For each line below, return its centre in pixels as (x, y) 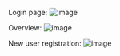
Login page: (28, 12)
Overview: (25, 28)
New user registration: (45, 43)
